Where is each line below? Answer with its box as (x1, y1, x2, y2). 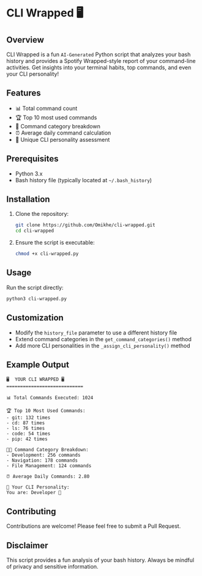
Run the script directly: (6, 284, 64, 291)
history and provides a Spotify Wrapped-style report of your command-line (6, 57, 196, 64)
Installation (6, 194, 50, 205)
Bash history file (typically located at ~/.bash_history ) (15, 176, 152, 183)
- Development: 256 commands (6, 452, 81, 459)
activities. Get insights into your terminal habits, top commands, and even (6, 64, 192, 71)
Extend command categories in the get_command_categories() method (15, 335, 192, 342)
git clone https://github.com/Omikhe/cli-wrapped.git (15, 222, 155, 228)
